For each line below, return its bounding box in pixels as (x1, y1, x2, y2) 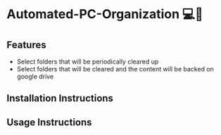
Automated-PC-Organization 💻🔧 (6, 6, 203, 22)
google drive (16, 72, 54, 80)
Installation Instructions (6, 92, 114, 104)
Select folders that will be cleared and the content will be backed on (16, 65, 214, 73)
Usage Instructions (6, 116, 92, 128)
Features (6, 38, 46, 50)
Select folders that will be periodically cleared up (16, 57, 159, 66)
